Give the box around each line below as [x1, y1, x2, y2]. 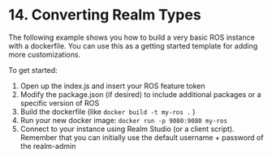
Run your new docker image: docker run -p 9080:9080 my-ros [19, 115, 228, 125]
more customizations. [8, 49, 81, 59]
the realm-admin [19, 141, 76, 151]
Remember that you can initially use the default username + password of [19, 132, 264, 142]
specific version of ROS [19, 98, 100, 108]
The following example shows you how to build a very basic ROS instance [8, 32, 256, 42]
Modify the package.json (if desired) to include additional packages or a [19, 89, 261, 99]
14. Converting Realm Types [8, 6, 201, 24]
